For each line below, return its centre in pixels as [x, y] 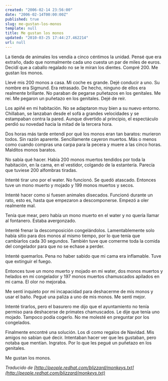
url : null [16, 43]
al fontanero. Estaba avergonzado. [41, 221]
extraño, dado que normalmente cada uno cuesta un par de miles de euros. [83, 62]
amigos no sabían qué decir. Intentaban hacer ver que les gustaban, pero [81, 337]
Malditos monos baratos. [31, 150]
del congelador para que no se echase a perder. [55, 246]
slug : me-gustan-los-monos [33, 24]
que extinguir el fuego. [29, 261]
